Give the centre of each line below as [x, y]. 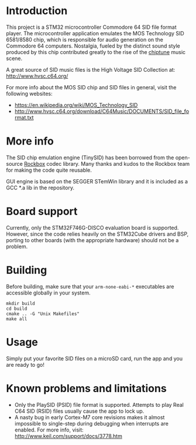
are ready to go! [25, 364]
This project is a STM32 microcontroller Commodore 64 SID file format [91, 27]
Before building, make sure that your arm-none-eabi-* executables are [90, 286]
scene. [14, 58]
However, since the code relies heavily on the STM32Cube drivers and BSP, [97, 234]
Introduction [37, 11]
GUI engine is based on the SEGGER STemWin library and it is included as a [97, 181]
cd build [17, 309]
